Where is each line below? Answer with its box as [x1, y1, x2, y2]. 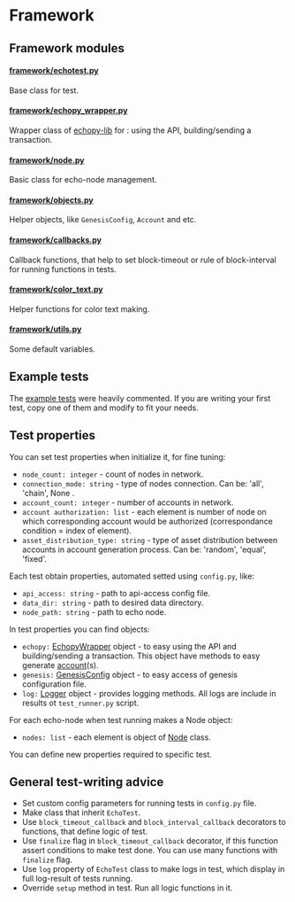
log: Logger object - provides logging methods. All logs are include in [21, 688, 276, 698]
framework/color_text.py [9, 284, 103, 295]
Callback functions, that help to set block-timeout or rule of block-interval [9, 254, 276, 265]
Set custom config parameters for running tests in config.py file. [21, 798, 257, 809]
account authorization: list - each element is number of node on [21, 506, 267, 517]
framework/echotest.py [9, 66, 99, 76]
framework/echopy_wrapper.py [9, 105, 128, 116]
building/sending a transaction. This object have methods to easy [21, 650, 261, 661]
